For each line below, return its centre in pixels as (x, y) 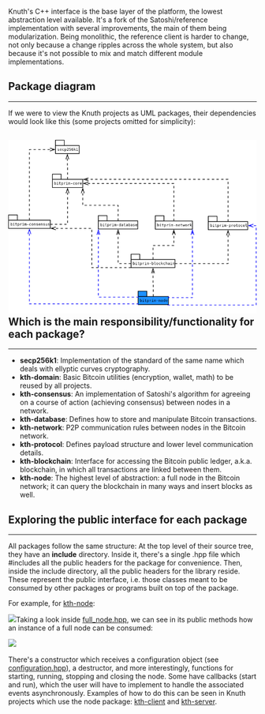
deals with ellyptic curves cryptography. (85, 369)
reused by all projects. (56, 385)
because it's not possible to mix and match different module (106, 53)
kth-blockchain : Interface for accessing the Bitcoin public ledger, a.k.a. (136, 461)
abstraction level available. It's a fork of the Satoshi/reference (108, 20)
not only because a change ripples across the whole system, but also (121, 45)
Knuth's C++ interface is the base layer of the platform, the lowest (116, 11)
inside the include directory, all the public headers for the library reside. (124, 571)
